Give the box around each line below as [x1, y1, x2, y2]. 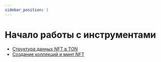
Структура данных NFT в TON [12, 46, 78, 52]
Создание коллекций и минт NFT [12, 51, 85, 57]
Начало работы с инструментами [5, 29, 156, 40]
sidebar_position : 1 [5, 7, 49, 13]
